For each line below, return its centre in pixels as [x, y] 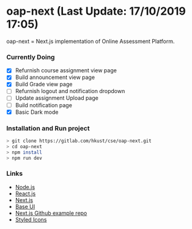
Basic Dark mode [37, 112]
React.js [25, 193]
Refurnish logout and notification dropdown [70, 91]
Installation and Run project [48, 128]
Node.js [25, 187]
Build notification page [43, 105]
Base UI [25, 206]
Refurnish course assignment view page [66, 70]
